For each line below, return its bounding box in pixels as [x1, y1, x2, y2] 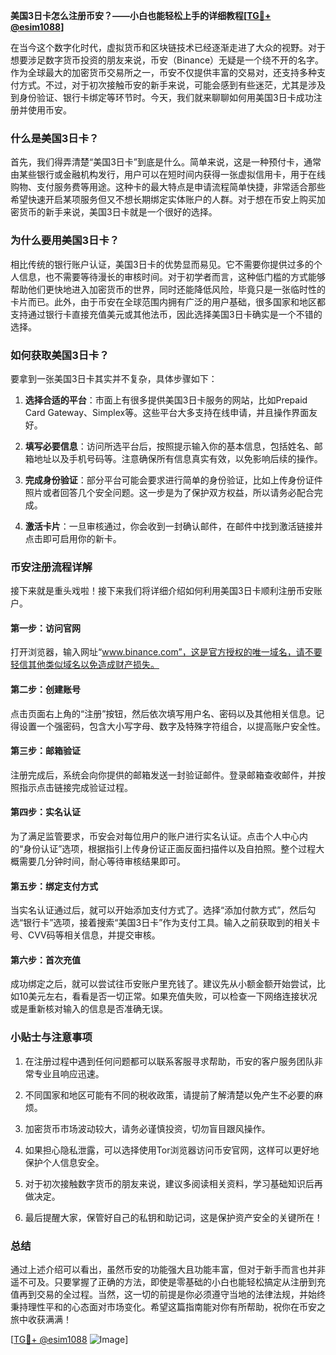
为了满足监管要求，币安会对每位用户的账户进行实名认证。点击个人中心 [10, 830, 300, 842]
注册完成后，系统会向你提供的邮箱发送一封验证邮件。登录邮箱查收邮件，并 [10, 769, 317, 781]
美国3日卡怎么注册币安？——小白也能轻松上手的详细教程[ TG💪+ [10, 10, 272, 21]
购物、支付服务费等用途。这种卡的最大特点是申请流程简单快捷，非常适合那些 [10, 181, 326, 193]
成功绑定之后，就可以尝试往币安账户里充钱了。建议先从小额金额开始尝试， [10, 978, 317, 990]
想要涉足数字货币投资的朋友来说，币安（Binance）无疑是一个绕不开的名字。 [10, 54, 325, 66]
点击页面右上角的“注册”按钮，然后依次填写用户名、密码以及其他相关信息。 [10, 707, 317, 719]
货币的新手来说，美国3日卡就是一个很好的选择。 [18, 206, 218, 218]
